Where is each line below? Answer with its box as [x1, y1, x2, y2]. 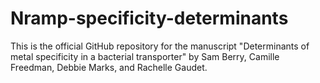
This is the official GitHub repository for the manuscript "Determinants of [10, 40, 310, 52]
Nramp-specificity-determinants [10, 7, 289, 30]
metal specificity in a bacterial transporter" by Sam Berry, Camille [10, 50, 280, 62]
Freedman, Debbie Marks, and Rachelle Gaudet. [10, 61, 208, 73]
